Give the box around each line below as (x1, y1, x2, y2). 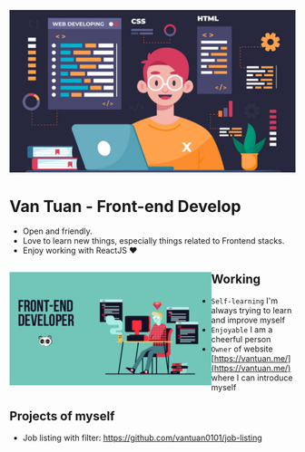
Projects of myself (9, 409, 115, 424)
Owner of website (211, 343, 274, 354)
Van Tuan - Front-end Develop (9, 196, 241, 216)
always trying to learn (211, 305, 292, 316)
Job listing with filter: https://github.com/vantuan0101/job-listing (22, 432, 263, 443)
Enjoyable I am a (211, 324, 273, 335)
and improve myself (211, 314, 286, 326)
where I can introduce (211, 372, 293, 383)
